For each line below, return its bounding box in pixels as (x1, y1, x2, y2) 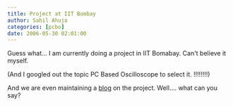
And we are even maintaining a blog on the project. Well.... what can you (7, 84, 217, 92)
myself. (7, 57, 29, 65)
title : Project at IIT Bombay (7, 10, 97, 18)
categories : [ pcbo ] (7, 23, 65, 30)
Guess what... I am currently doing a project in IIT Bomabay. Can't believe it (7, 49, 227, 58)
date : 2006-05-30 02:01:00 (7, 29, 87, 37)
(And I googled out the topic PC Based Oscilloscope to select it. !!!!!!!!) (7, 70, 210, 79)
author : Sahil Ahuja (7, 17, 68, 24)
